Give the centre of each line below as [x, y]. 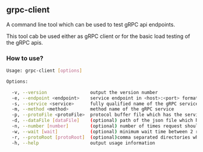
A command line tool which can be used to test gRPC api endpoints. [91, 24]
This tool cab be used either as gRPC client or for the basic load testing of [98, 36]
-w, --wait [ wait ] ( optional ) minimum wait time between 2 [102, 131]
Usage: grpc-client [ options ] [44, 71]
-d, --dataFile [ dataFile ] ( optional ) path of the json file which [102, 121]
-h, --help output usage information [83, 143]
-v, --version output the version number [85, 92]
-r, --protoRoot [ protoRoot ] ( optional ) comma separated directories [101, 137]
